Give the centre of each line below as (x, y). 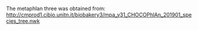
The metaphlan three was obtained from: (56, 9)
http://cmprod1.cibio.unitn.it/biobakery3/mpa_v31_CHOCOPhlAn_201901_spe (99, 15)
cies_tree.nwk (23, 21)
